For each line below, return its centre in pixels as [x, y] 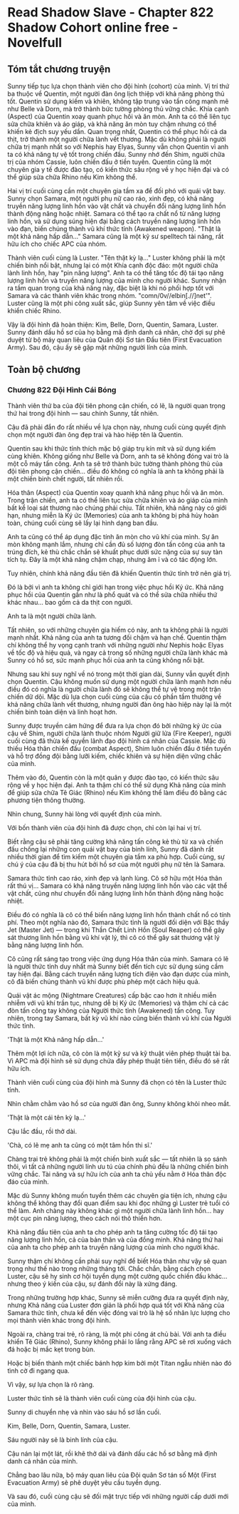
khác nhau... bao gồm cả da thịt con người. [70, 602]
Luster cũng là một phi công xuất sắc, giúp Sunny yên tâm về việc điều [111, 303]
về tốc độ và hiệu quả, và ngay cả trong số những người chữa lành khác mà [118, 653]
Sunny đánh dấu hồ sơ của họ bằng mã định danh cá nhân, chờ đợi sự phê [116, 332]
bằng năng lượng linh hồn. [46, 945]
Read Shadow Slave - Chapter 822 [111, 12]
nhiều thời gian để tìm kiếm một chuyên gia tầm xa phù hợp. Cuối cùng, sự [116, 856]
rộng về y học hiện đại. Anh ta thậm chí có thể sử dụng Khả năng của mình [117, 784]
